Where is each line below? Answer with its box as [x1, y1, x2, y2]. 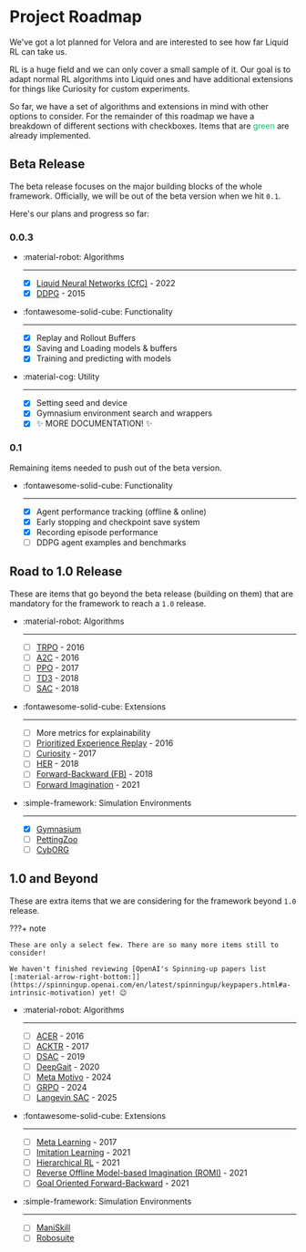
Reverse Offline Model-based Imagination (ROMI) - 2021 [36, 1167, 248, 1178]
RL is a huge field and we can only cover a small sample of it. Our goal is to [9, 64, 291, 75]
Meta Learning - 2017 [36, 1137, 117, 1148]
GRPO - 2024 [36, 1081, 87, 1092]
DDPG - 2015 [36, 288, 86, 299]
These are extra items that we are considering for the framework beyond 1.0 [9, 895, 297, 906]
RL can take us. [9, 46, 67, 57]
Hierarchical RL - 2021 [36, 1157, 120, 1168]
